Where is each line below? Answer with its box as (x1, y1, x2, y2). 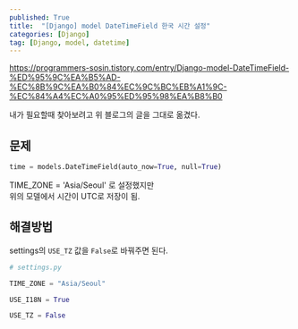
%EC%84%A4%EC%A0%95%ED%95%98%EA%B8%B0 (9, 91, 223, 102)
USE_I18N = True (9, 295, 70, 304)
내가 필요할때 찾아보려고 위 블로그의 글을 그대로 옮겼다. (9, 109, 200, 121)
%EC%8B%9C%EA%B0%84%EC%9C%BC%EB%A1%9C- (9, 81, 227, 92)
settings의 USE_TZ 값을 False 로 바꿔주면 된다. (9, 245, 168, 256)
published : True (9, 13, 70, 22)
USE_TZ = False (9, 311, 66, 320)
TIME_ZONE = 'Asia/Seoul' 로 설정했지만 (9, 180, 155, 190)
